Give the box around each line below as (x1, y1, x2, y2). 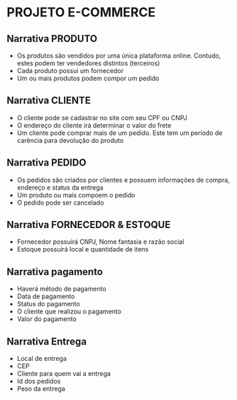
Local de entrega (16, 355, 67, 363)
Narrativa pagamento (6, 266, 104, 278)
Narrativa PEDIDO (6, 157, 87, 169)
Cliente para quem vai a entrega (16, 369, 111, 378)
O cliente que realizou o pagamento (16, 307, 122, 316)
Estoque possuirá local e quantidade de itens (16, 245, 149, 254)
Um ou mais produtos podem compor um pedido (16, 74, 160, 82)
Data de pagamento (16, 292, 75, 301)
